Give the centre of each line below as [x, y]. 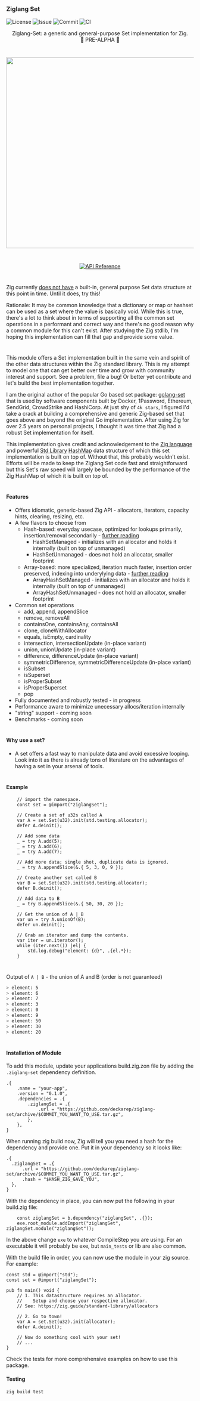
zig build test [25, 1391]
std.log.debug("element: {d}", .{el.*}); [80, 951]
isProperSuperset [45, 687]
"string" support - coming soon [53, 713]
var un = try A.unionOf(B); [51, 920]
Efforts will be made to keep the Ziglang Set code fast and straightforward [97, 463]
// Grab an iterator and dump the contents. [73, 935]
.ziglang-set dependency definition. [51, 1072]
